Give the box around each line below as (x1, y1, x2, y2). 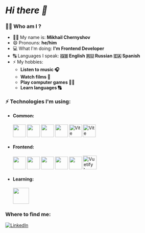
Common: (12, 113, 35, 119)
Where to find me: (5, 211, 51, 218)
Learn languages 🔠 (20, 85, 62, 91)
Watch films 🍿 (20, 74, 51, 80)
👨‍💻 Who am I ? (5, 23, 42, 30)
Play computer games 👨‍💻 (20, 79, 75, 86)
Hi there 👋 (5, 5, 47, 16)
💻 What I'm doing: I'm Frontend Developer (12, 45, 105, 51)
